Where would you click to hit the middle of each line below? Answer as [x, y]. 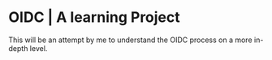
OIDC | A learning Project [94, 17]
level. [39, 48]
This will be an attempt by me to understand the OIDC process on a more [131, 40]
